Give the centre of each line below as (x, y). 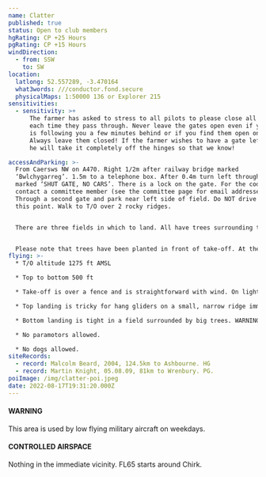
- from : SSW (35, 60)
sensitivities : (33, 104)
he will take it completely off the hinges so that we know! (132, 148)
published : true (35, 23)
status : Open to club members (58, 30)
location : (25, 74)
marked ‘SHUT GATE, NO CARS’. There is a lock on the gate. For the (131, 184)
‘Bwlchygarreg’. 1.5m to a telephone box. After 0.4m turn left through (138, 177)
